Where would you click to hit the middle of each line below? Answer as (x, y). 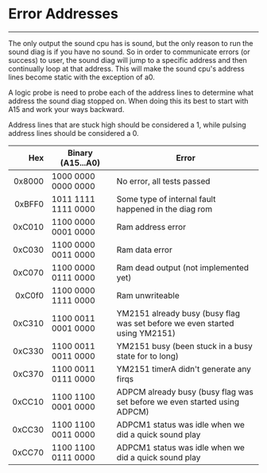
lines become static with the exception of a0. (81, 77)
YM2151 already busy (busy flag (178, 313)
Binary (80, 153)
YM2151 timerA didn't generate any (184, 369)
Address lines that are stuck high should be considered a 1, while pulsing (127, 125)
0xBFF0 (29, 204)
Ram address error (151, 227)
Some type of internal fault (166, 199)
